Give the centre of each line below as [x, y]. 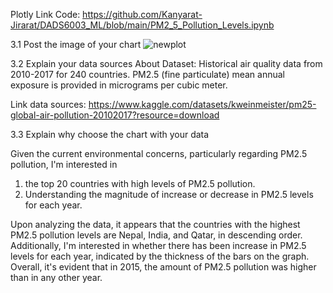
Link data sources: [48, 104]
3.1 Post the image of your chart [76, 44]
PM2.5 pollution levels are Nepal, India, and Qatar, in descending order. [156, 235]
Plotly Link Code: [45, 14]
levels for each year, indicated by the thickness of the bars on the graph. [160, 256]
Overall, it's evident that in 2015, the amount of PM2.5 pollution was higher [163, 267]
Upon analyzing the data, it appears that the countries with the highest [155, 224]
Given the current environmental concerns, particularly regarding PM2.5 [159, 153]
